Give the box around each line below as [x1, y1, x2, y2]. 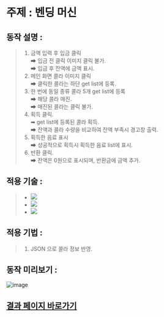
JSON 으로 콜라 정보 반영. [30, 245, 93, 252]
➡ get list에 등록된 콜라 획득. [30, 118, 100, 126]
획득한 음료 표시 [30, 134, 69, 141]
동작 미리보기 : [6, 265, 58, 275]
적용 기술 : [6, 176, 43, 187]
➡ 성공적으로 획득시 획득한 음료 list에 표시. [30, 142, 133, 148]
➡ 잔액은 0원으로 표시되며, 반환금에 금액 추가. [30, 157, 141, 164]
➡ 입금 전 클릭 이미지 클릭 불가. [30, 57, 106, 64]
